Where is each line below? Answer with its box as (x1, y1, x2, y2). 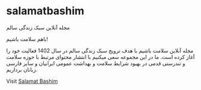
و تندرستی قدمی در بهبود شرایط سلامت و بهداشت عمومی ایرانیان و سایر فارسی (6, 60, 185, 67)
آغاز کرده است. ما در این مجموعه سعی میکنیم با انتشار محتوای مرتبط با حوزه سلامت (6, 53, 195, 60)
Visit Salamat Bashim (6, 77, 58, 85)
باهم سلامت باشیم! (6, 35, 48, 42)
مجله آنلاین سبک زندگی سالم (6, 24, 70, 31)
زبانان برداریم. (6, 66, 38, 73)
